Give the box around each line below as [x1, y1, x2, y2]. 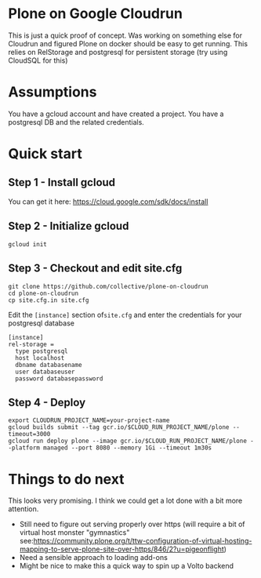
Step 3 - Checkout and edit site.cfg [8, 262, 183, 275]
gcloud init [8, 240, 47, 248]
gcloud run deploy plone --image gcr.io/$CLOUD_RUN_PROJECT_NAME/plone [8, 437, 247, 445]
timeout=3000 [8, 431, 51, 438]
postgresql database [8, 318, 74, 328]
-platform [8, 444, 41, 452]
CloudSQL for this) [8, 56, 68, 65]
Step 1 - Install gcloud [8, 176, 116, 189]
